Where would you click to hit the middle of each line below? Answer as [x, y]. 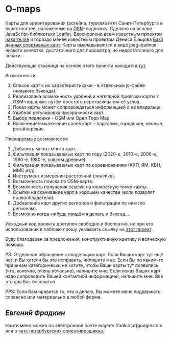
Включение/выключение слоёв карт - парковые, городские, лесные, [88, 123]
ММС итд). [24, 170]
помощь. [15, 244]
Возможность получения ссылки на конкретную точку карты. [80, 187]
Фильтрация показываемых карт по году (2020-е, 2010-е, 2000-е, [85, 154]
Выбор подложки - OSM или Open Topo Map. [62, 118]
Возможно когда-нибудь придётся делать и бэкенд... [71, 214]
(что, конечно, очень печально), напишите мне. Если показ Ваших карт [83, 270]
